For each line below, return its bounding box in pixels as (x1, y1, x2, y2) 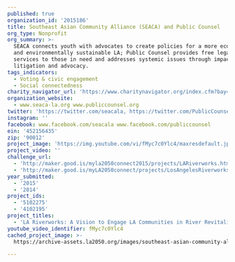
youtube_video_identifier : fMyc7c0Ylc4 (7, 225, 124, 232)
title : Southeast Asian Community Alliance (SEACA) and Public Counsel (7, 23, 220, 30)
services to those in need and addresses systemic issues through (13, 56, 211, 63)
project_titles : (7, 212, 55, 219)
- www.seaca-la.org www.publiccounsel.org (13, 102, 139, 109)
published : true (7, 10, 55, 18)
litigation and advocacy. (13, 62, 90, 69)
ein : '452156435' (7, 127, 58, 135)
